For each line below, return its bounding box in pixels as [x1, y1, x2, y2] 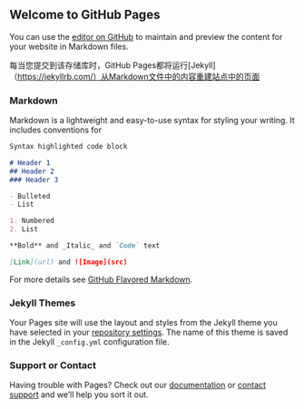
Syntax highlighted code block [9, 142, 128, 151]
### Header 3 [9, 175, 59, 184]
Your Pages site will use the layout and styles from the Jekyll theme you [9, 317, 279, 328]
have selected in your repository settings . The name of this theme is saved [9, 326, 289, 338]
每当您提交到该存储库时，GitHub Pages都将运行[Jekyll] [9, 59, 216, 71]
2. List [9, 225, 39, 234]
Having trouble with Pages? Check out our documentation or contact [9, 380, 266, 391]
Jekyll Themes [9, 297, 76, 309]
